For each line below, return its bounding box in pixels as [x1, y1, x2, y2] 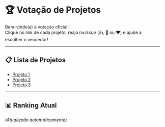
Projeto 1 [12, 71, 30, 77]
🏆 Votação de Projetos [5, 4, 101, 16]
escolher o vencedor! [5, 36, 48, 42]
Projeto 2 [12, 76, 31, 82]
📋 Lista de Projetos [5, 56, 66, 64]
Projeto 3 [12, 82, 31, 88]
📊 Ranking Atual [5, 102, 57, 110]
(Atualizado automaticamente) [5, 117, 67, 123]
